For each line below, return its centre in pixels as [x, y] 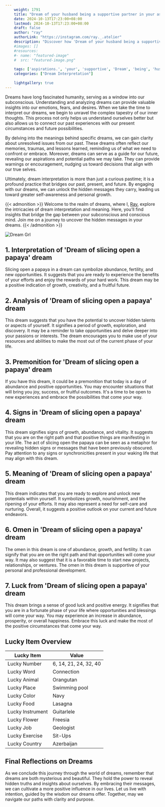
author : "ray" [28, 32]
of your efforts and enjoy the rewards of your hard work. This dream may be [82, 280]
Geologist [64, 728]
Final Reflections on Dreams [49, 761]
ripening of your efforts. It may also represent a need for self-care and [76, 504]
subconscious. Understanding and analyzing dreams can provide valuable [80, 102]
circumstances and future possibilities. [44, 128]
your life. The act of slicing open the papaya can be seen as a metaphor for [81, 442]
